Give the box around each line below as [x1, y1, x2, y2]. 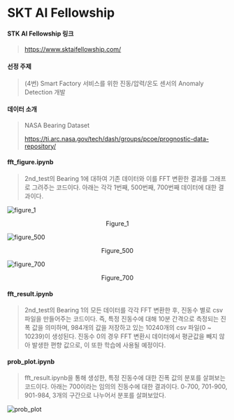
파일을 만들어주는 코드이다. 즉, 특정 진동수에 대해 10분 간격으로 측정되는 [24, 314, 219, 323]
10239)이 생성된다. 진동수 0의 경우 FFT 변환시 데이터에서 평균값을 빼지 [24, 332, 218, 340]
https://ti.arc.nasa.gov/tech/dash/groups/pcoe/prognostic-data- [24, 134, 210, 143]
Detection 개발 [24, 87, 66, 96]
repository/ [24, 142, 57, 150]
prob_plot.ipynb [7, 357, 55, 365]
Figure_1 [105, 219, 129, 228]
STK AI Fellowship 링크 [7, 29, 74, 38]
